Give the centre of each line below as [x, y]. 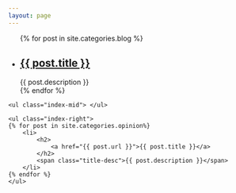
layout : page [30, 15]
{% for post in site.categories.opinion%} [79, 126]
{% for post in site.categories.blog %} [82, 38]
